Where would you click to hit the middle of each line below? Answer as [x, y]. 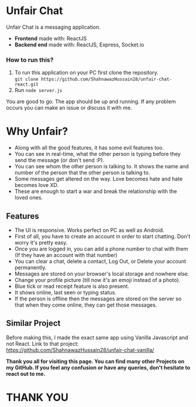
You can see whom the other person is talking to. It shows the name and [102, 167]
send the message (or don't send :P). [59, 160]
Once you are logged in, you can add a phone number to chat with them [101, 249]
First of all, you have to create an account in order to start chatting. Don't [102, 236]
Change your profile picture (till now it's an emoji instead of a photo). [97, 280]
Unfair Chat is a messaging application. [53, 27]
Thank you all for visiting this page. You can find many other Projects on [95, 361]
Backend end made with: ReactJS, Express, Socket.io [79, 45]
